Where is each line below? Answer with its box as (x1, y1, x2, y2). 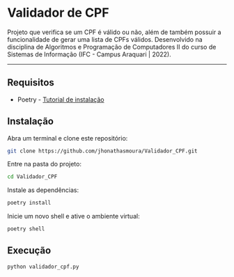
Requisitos (7, 77, 54, 88)
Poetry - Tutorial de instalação (17, 95, 104, 104)
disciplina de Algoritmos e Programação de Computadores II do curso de (7, 42, 217, 51)
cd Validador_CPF (7, 173, 58, 180)
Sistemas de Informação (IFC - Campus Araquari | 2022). (7, 50, 172, 58)
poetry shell (7, 225, 45, 232)
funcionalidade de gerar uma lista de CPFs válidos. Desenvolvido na (7, 35, 203, 43)
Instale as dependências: (7, 186, 79, 194)
